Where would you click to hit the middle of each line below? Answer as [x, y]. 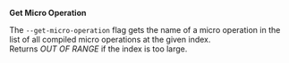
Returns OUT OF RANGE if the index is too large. [98, 49]
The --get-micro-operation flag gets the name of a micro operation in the [145, 30]
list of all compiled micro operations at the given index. [110, 39]
